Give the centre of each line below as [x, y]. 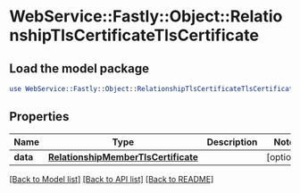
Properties [39, 117]
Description [232, 142]
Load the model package [79, 68]
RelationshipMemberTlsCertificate [123, 156]
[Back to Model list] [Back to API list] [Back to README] [112, 179]
